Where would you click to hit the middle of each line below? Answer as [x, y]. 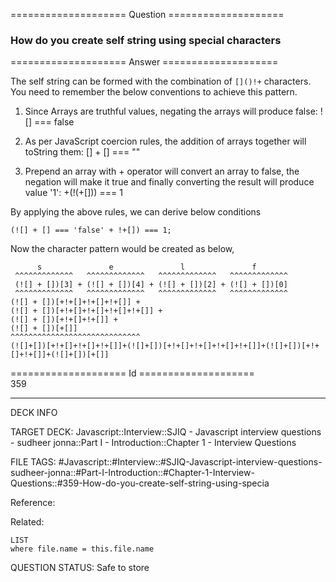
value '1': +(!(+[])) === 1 [73, 193]
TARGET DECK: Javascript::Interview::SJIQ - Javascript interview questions [166, 432]
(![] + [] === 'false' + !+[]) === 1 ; [91, 230]
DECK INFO [34, 413]
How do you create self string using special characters [146, 40]
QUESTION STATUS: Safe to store [80, 568]
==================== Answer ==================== [144, 62]
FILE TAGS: [33, 462]
